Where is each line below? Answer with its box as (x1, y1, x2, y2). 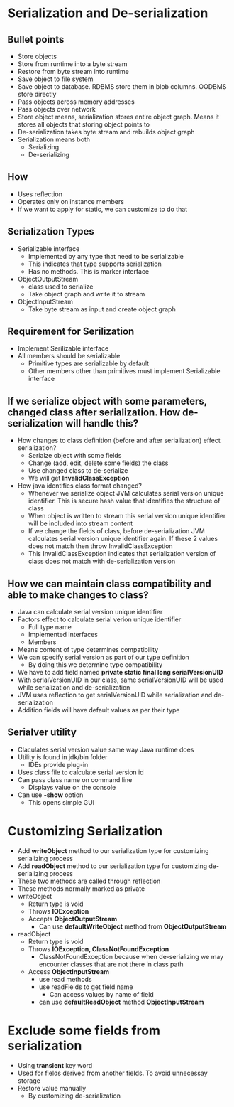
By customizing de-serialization (28, 1091, 121, 1100)
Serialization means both (17, 135, 91, 144)
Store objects (17, 52, 57, 60)
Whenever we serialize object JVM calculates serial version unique (28, 489, 224, 498)
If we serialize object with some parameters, (7, 395, 207, 407)
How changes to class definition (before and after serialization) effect (17, 436, 221, 445)
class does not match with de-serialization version (28, 557, 176, 566)
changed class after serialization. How (7, 406, 181, 418)
